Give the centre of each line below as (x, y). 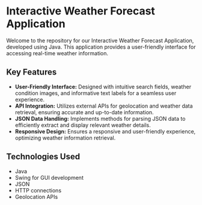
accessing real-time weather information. (57, 53)
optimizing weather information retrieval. (65, 138)
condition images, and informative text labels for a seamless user (96, 93)
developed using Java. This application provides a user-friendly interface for (101, 47)
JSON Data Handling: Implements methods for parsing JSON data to (100, 118)
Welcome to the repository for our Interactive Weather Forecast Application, (100, 40)
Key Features (32, 72)
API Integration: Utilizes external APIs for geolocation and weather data (104, 106)
